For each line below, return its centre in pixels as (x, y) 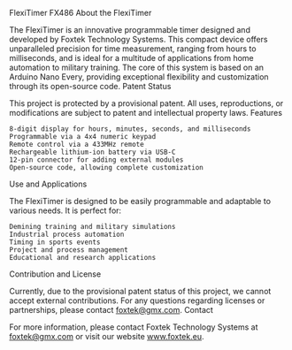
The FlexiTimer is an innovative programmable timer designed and (130, 30)
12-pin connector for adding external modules (96, 160)
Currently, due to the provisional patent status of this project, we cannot (140, 291)
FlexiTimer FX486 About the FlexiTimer (81, 13)
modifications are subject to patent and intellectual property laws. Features (146, 113)
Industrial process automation (67, 234)
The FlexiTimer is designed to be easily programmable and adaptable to (140, 201)
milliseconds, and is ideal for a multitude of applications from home (131, 58)
